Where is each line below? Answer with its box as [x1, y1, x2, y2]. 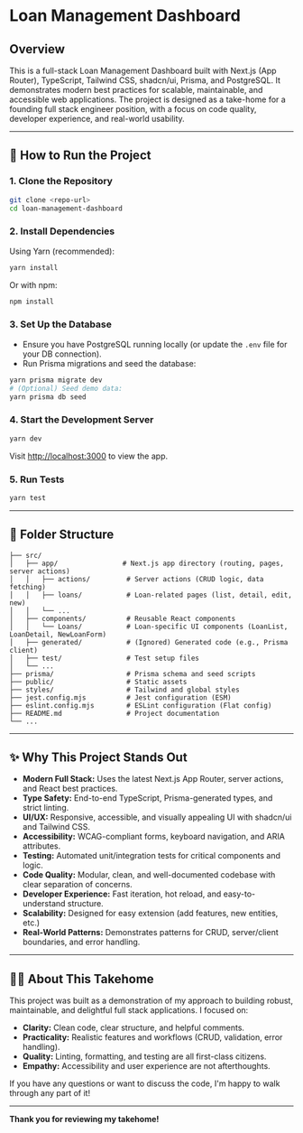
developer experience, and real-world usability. [9, 114, 185, 124]
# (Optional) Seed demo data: [9, 384, 124, 393]
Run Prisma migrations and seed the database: [22, 358, 197, 368]
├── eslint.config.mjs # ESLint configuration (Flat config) [9, 701, 272, 710]
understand [22, 898, 66, 909]
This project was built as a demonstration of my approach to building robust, [9, 995, 293, 1007]
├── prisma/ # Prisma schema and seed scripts [9, 669, 256, 678]
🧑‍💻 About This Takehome [9, 971, 155, 987]
